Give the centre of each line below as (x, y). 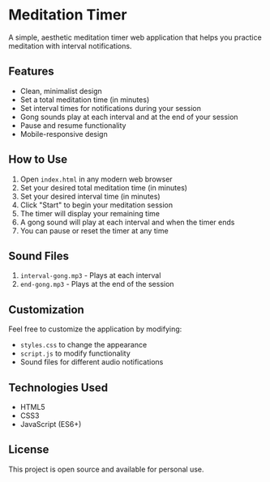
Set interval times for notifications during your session (110, 108)
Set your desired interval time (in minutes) (90, 196)
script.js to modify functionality (75, 353)
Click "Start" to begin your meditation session (96, 205)
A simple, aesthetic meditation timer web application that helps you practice (135, 37)
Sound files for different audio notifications (92, 362)
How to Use (38, 160)
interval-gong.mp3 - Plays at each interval (90, 275)
